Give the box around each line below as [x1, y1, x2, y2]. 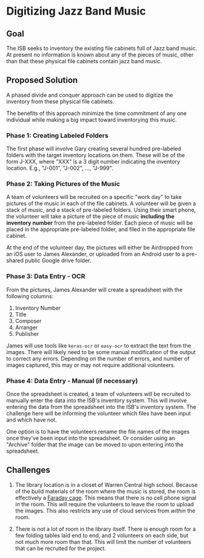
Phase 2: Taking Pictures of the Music [6, 180, 120, 188]
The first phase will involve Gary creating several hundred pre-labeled [6, 145, 182, 153]
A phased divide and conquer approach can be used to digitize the [6, 91, 173, 99]
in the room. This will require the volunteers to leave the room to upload [15, 500, 194, 507]
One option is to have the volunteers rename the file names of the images [6, 428, 190, 435]
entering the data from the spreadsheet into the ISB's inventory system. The [6, 403, 196, 410]
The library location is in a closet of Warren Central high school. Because [15, 481, 198, 488]
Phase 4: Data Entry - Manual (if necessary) [6, 376, 138, 385]
